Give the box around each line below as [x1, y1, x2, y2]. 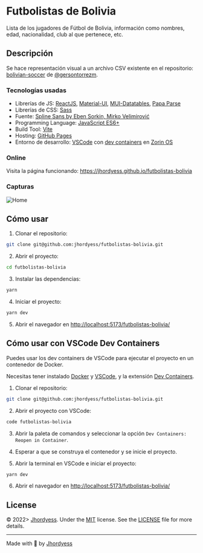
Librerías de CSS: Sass [14, 106, 72, 113]
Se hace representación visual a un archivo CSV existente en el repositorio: [6, 64, 193, 72]
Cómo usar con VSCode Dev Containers [6, 338, 160, 349]
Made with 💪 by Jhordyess [6, 540, 72, 547]
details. [6, 523, 25, 530]
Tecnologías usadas [6, 86, 66, 95]
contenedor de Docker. [6, 361, 64, 368]
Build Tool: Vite [14, 126, 53, 133]
